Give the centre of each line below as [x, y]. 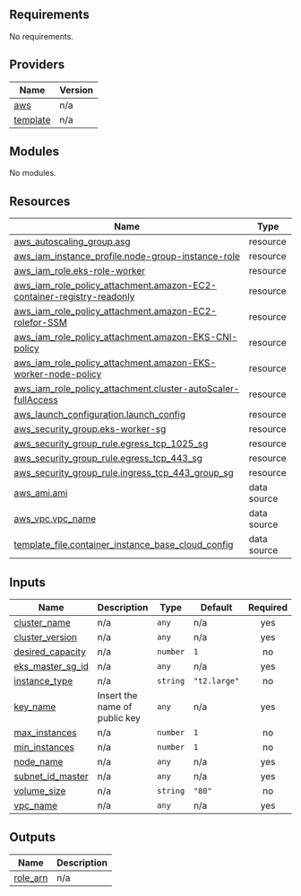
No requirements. [42, 36]
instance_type [43, 681]
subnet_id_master [51, 777]
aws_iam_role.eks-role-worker [80, 271]
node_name [39, 762]
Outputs [33, 837]
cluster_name [42, 623]
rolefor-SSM [40, 322]
